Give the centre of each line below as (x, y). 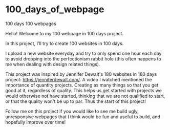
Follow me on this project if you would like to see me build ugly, (72, 111)
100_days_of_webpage (55, 9)
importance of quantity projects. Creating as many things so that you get (82, 85)
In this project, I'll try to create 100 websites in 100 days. (65, 43)
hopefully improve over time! (36, 122)
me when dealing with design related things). (53, 64)
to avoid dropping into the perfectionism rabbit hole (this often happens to (83, 59)
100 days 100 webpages (31, 24)
